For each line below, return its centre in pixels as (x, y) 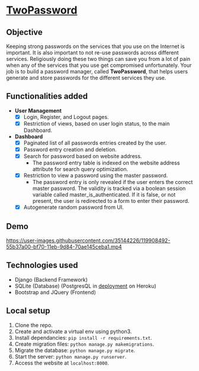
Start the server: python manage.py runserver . (70, 356)
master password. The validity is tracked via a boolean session (109, 188)
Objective (25, 32)
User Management (38, 111)
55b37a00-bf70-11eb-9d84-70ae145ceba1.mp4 (64, 247)
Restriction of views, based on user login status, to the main (97, 123)
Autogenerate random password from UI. (74, 207)
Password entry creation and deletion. (70, 149)
